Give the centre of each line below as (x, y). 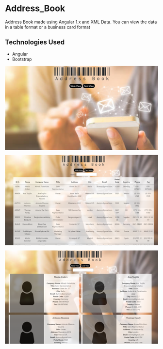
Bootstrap (22, 59)
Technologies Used (35, 42)
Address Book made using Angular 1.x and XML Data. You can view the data (81, 22)
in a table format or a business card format (48, 27)
